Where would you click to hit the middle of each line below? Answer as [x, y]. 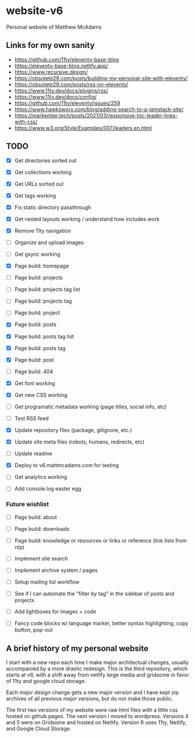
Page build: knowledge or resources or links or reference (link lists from [100, 540]
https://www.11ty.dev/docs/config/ [56, 97]
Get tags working [35, 195]
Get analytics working [41, 477]
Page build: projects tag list [47, 289]
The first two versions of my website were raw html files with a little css [92, 710]
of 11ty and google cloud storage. [46, 681]
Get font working [35, 383]
